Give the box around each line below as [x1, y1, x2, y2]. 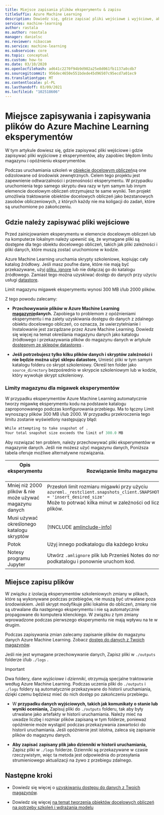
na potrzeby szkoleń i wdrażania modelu [12, 804, 94, 810]
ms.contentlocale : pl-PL [5, 80, 56, 85]
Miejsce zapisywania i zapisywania [5, 110, 151, 122]
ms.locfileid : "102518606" [5, 89, 60, 94]
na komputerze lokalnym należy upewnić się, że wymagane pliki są [5, 236, 140, 242]
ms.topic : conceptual [5, 52, 49, 58]
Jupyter [7, 561, 25, 568]
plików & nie [7, 488, 35, 495]
